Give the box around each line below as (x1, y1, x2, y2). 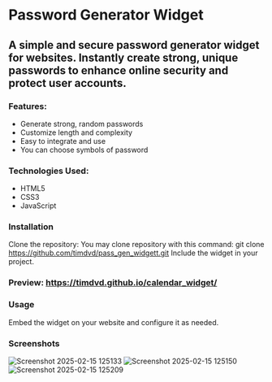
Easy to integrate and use (19, 136, 106, 145)
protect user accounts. (8, 76, 127, 90)
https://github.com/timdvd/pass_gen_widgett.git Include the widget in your (8, 248, 258, 258)
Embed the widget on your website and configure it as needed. (8, 317, 219, 327)
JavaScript (19, 201, 57, 211)
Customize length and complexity (19, 128, 132, 137)
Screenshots (8, 337, 60, 349)
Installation (8, 221, 54, 232)
